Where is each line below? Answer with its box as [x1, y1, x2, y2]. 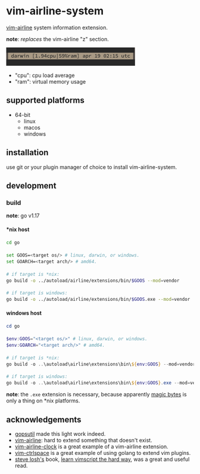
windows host [6, 309, 42, 316]
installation [6, 147, 49, 158]
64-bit [14, 111, 31, 118]
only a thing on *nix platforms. [6, 397, 80, 404]
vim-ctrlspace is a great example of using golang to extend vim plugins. [14, 449, 191, 456]
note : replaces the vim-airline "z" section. [6, 35, 109, 42]
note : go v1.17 [6, 212, 40, 219]
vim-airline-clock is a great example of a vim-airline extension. [14, 443, 168, 450]
